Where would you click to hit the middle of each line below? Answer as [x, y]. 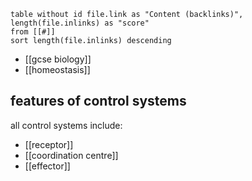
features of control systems [98, 101]
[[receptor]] [49, 144]
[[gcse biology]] [58, 59]
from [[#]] [33, 32]
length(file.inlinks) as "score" [80, 23]
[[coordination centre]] [71, 155]
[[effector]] [47, 166]
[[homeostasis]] [57, 69]
